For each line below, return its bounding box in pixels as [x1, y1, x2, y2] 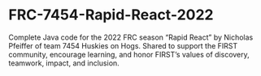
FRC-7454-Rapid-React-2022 [8, 6, 214, 24]
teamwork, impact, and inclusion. [8, 58, 120, 68]
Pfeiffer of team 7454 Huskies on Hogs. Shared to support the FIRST [8, 40, 238, 50]
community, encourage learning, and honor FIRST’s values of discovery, [8, 49, 250, 59]
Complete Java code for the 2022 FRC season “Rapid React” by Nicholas [8, 32, 254, 42]
